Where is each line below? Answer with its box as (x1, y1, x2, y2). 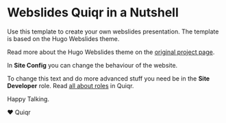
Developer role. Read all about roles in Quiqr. (7, 81, 134, 90)
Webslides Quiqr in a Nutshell (7, 5, 179, 20)
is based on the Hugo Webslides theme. (7, 34, 120, 42)
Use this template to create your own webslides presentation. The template (7, 27, 219, 36)
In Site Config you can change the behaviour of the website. (7, 61, 178, 69)
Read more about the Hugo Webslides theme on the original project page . (7, 48, 215, 56)
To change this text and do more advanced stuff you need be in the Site (7, 74, 210, 83)
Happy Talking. (7, 94, 50, 103)
